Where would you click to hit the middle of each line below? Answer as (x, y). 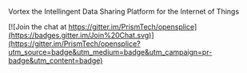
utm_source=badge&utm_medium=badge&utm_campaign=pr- (110, 52)
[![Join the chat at (38, 27)
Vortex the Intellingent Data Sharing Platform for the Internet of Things (124, 12)
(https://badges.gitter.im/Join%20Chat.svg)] (81, 35)
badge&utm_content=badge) (56, 60)
